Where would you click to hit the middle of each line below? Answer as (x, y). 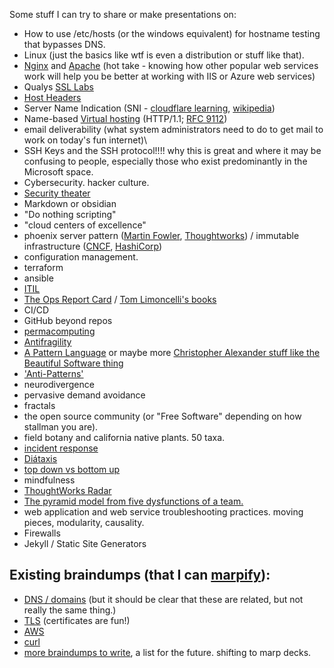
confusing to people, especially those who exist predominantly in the (165, 161)
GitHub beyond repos (68, 320)
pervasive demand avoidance (84, 395)
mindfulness (49, 480)
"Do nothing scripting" (70, 214)
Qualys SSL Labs (58, 87)
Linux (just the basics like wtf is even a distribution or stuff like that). (164, 55)
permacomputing (59, 331)
